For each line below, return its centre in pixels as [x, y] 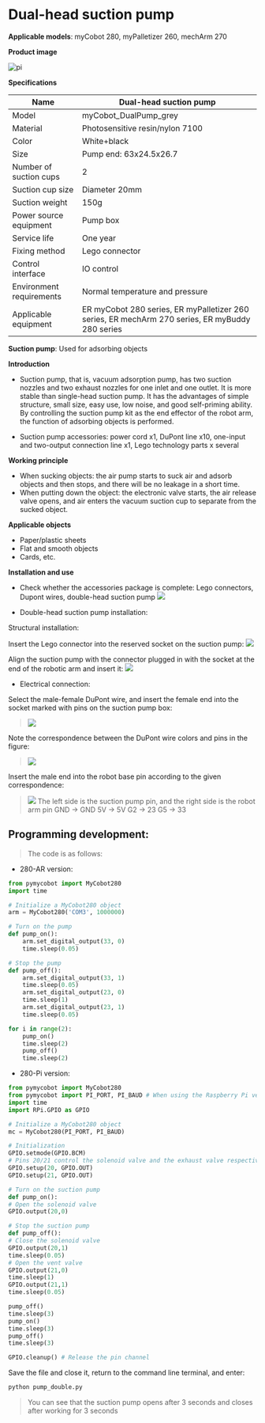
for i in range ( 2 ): [40, 1029]
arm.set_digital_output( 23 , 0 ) [74, 992]
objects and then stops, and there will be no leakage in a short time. [130, 484]
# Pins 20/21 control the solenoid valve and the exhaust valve [116, 1161]
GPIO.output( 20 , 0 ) [38, 1212]
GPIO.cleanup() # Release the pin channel [79, 1358]
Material [27, 128]
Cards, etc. [37, 556]
